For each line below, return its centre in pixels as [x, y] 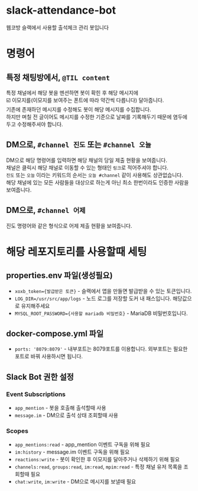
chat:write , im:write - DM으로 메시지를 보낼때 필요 [75, 482]
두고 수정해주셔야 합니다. [35, 124]
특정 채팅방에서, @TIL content [58, 77]
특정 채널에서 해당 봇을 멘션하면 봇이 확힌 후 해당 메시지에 [72, 93]
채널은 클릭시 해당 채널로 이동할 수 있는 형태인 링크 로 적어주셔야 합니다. [87, 167]
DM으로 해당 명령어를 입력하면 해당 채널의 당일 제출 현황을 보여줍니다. [87, 160]
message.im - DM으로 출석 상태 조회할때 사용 [66, 415]
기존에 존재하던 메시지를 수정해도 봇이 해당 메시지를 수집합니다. [79, 109]
